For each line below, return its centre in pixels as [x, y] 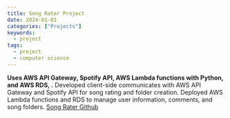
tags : [15, 45]
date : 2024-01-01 [32, 20]
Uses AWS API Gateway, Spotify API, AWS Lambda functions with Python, [115, 78]
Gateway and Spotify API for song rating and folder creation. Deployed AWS [115, 92]
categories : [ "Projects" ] [44, 26]
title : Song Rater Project [46, 13]
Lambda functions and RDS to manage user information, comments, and [110, 99]
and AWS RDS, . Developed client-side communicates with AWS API [104, 85]
